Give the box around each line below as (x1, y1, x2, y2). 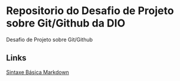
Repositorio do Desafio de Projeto (6, 4, 174, 18)
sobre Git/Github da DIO (6, 16, 126, 30)
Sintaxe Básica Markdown (6, 69, 70, 76)
